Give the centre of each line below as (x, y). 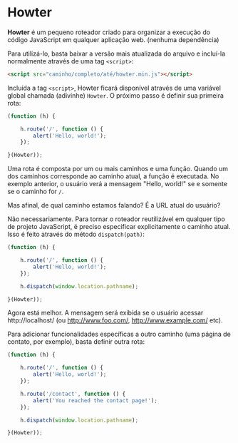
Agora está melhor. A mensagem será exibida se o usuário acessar (105, 313)
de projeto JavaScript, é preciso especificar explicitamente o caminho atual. (119, 227)
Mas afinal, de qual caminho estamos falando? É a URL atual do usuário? (114, 205)
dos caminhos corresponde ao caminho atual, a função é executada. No (113, 176)
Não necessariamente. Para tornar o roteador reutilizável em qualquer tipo (117, 219)
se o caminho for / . (36, 192)
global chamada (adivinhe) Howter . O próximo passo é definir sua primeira (116, 95)
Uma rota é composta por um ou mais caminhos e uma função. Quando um (118, 169)
